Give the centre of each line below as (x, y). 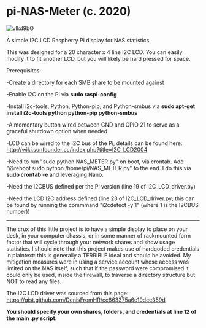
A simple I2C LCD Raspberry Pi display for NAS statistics (78, 40)
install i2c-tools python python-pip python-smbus (72, 112)
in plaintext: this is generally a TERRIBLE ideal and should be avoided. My (99, 255)
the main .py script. (32, 318)
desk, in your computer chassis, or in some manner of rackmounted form (99, 235)
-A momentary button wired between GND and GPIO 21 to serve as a (93, 125)
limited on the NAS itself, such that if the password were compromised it (97, 268)
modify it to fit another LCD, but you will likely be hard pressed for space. (99, 58)
